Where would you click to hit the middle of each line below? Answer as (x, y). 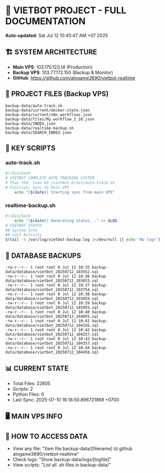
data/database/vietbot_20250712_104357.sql (52, 343)
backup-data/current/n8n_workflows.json (49, 114)
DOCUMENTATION (45, 21)
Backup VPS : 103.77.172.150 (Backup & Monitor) (63, 72)
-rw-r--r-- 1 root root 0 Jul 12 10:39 (48, 303)
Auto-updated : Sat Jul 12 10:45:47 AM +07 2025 (57, 35)
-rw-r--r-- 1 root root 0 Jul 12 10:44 (48, 348)
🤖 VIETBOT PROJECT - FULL (66, 10)
